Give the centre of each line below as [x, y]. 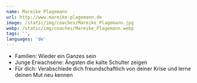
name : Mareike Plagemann [37, 12]
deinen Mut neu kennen [44, 75]
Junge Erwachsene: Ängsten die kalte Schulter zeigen [81, 62]
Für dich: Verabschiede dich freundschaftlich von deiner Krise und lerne [103, 68]
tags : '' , [18, 34]
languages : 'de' [26, 39]
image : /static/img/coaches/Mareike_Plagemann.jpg [70, 23]
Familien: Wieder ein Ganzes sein [55, 56]
